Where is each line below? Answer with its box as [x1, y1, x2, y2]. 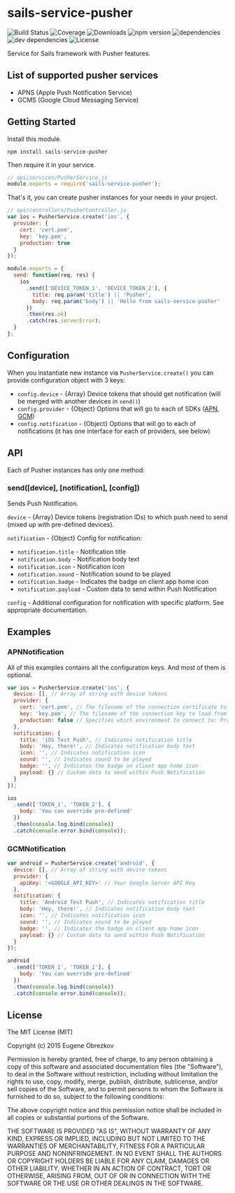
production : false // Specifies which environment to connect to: [20, 717, 218, 724]
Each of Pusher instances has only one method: [7, 465, 145, 474]
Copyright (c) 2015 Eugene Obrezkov [7, 1041, 114, 1050]
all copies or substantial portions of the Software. [7, 1114, 149, 1122]
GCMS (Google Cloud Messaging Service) [17, 95, 139, 104]
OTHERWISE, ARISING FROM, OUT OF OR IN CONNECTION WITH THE [7, 1172, 211, 1180]
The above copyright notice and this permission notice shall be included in [7, 1106, 222, 1114]
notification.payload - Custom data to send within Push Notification [17, 585, 217, 593]
